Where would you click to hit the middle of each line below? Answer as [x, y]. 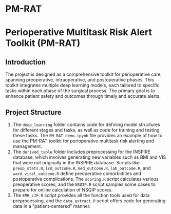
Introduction [26, 62]
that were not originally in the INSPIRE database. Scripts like [76, 163]
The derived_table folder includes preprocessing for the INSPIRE [81, 152]
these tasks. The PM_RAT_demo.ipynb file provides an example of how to [88, 135]
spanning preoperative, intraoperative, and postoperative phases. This [80, 80]
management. [27, 146]
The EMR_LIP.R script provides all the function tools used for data [81, 195]
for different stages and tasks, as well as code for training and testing [86, 130]
